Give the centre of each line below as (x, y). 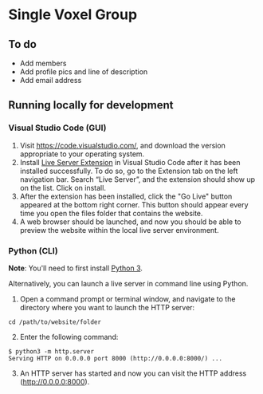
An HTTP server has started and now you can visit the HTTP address (133, 373)
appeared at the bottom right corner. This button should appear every (134, 204)
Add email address (51, 80)
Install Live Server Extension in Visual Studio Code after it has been (130, 162)
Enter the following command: (69, 337)
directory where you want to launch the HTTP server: (107, 307)
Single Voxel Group (73, 15)
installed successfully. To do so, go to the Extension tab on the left (129, 171)
